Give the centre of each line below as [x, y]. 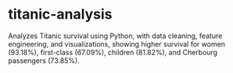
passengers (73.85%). [44, 61]
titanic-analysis [60, 14]
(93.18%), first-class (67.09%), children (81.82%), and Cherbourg [113, 52]
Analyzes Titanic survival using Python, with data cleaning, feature [115, 36]
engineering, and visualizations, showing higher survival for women [116, 43]
